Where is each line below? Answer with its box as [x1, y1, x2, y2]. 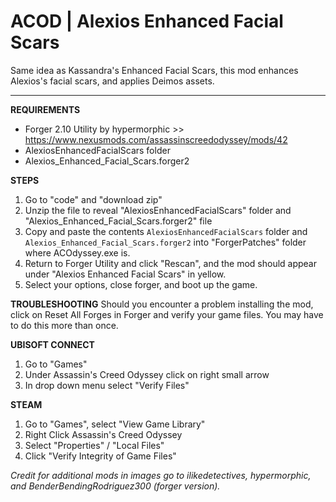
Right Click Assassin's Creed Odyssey [24, 428, 183, 440]
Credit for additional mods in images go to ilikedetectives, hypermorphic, [10, 469, 312, 481]
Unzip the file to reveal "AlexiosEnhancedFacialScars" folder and [24, 204, 292, 216]
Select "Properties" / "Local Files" [24, 439, 165, 451]
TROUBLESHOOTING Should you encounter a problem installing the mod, [10, 298, 314, 310]
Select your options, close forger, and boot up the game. [24, 278, 258, 290]
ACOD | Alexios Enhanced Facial [10, 10, 284, 33]
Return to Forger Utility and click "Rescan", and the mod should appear [24, 257, 318, 269]
